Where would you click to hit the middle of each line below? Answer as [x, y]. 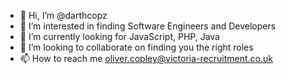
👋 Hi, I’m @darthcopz [63, 15]
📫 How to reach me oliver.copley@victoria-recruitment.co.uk [146, 58]
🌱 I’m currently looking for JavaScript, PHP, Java [119, 36]
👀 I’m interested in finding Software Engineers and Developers [148, 26]
